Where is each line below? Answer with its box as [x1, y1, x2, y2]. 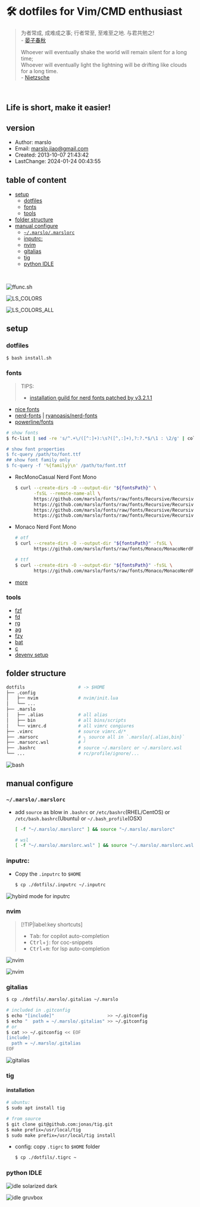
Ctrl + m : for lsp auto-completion [29, 945, 110, 952]
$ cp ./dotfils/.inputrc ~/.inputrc [14, 881, 106, 887]
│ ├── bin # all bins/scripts [6, 717, 127, 723]
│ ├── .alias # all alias [6, 712, 108, 718]
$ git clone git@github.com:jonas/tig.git [6, 1121, 113, 1127]
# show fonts [6, 430, 39, 436]
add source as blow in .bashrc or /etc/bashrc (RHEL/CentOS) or [14, 808, 170, 815]
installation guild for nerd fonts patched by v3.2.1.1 [29, 394, 152, 401]
